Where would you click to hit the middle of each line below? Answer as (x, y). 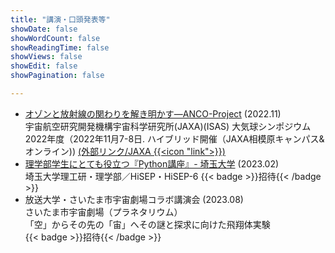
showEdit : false (44, 66)
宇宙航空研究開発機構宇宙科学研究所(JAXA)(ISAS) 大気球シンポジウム (168, 126)
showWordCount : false (55, 38)
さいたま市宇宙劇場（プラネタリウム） (103, 212)
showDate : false (44, 29)
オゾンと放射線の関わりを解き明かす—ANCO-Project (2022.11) (153, 113)
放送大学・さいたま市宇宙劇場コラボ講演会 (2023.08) (134, 199)
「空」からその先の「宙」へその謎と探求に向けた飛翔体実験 (147, 224)
